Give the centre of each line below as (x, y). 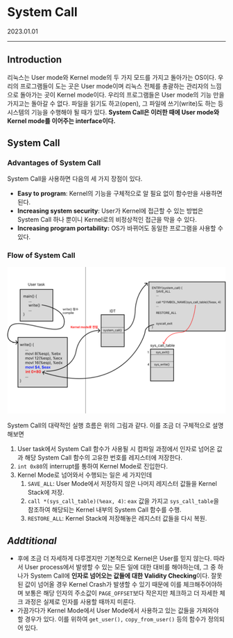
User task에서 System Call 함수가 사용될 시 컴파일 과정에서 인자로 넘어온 (116, 449)
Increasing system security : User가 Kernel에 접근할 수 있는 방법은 (110, 211)
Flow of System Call (41, 256)
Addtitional (32, 540)
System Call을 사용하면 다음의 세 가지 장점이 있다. (75, 179)
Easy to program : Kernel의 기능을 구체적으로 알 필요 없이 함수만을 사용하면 (120, 194)
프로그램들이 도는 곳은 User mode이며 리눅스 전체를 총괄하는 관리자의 (114, 86)
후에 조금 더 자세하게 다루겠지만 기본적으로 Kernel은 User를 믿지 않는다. (114, 558)
